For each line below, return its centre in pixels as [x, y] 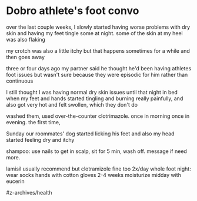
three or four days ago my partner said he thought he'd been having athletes [99, 68]
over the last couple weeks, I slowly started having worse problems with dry [98, 27]
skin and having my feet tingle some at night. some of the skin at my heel [95, 33]
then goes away [26, 57]
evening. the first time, [33, 122]
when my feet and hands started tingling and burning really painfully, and [95, 98]
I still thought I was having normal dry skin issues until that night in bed [92, 92]
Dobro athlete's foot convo [73, 11]
